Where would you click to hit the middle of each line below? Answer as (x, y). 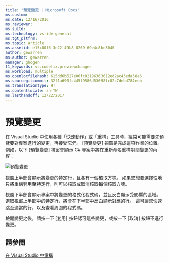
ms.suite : (16, 29)
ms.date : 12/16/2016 (27, 19)
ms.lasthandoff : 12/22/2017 (35, 95)
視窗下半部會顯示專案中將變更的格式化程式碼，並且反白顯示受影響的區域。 (83, 195)
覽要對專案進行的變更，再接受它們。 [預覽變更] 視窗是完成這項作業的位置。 (84, 143)
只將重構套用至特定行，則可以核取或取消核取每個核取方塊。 (67, 184)
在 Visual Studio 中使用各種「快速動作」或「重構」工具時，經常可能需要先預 (84, 137)
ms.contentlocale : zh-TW (31, 90)
